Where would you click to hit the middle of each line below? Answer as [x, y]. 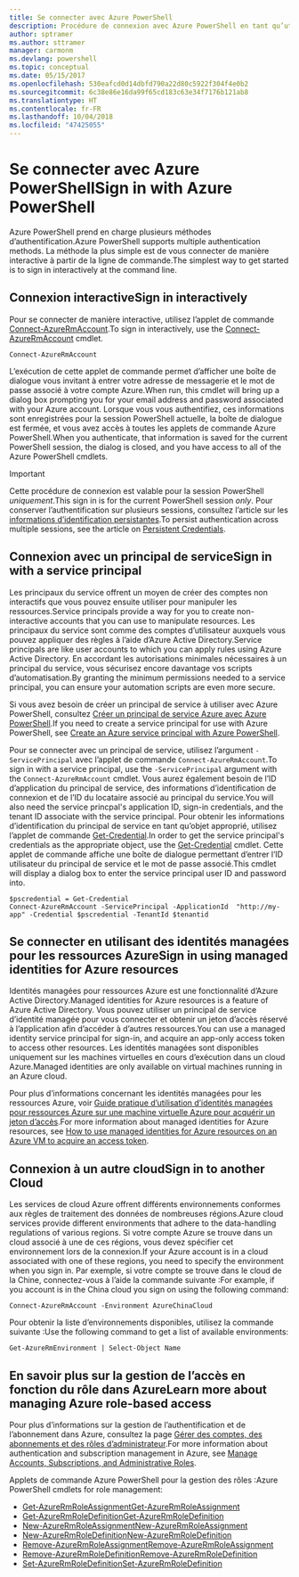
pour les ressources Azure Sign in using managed [149, 955]
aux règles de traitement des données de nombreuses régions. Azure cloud [146, 1214]
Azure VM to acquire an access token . [79, 1141]
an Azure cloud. [38, 1076]
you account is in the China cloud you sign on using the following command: [149, 1290]
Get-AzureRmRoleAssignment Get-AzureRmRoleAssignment [131, 1507]
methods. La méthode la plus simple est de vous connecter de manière [139, 251]
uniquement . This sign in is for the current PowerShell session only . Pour [141, 500]
